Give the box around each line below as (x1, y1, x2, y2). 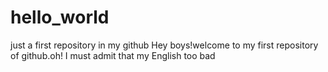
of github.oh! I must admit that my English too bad (10, 49, 216, 61)
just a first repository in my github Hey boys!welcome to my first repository (10, 39, 319, 51)
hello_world (10, 6, 110, 29)
